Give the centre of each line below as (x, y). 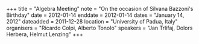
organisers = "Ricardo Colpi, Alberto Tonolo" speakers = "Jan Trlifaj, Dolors (99, 28)
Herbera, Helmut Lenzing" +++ (45, 34)
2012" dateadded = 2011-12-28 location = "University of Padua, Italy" (92, 21)
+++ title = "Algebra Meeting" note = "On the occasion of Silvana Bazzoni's (100, 9)
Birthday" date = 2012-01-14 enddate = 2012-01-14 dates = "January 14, (95, 15)
